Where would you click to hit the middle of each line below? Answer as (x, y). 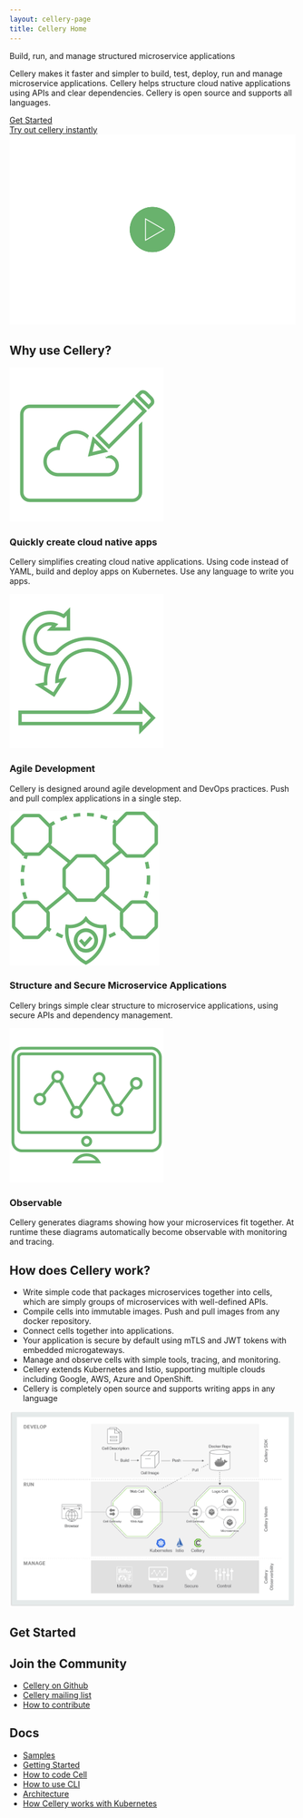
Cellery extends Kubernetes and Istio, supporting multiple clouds (144, 1369)
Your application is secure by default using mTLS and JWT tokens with (155, 1340)
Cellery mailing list (57, 1695)
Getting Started (51, 1764)
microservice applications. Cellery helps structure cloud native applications (150, 83)
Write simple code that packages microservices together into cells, (147, 1292)
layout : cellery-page (50, 19)
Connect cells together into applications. (98, 1330)
